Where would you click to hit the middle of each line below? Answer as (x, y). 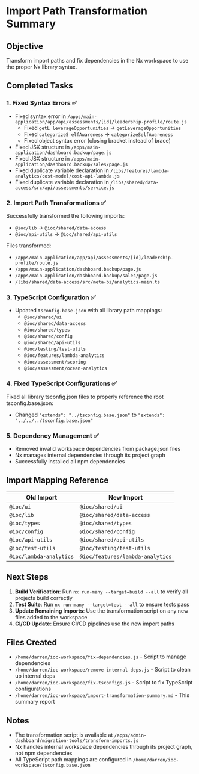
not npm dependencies (43, 753)
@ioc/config (26, 531)
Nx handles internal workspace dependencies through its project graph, (104, 747)
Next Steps (27, 577)
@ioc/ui (20, 506)
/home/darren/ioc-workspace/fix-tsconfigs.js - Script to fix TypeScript (104, 683)
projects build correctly (44, 598)
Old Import (42, 497)
